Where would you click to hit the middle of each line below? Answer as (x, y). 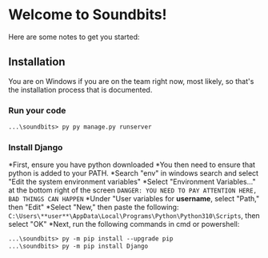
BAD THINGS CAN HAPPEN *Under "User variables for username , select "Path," (134, 199)
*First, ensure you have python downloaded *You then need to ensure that (132, 165)
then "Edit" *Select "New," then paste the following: (94, 207)
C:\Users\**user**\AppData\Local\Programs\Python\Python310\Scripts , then (134, 216)
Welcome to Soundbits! (88, 15)
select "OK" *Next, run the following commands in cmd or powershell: (124, 224)
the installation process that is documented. (80, 89)
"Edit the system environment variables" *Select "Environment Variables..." (132, 182)
